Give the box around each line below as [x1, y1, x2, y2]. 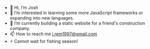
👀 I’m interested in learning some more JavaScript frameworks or [9, 10, 143, 16]
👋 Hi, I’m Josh [9, 5, 39, 10]
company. [9, 25, 31, 31]
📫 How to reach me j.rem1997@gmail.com [9, 31, 98, 37]
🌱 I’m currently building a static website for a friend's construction [9, 20, 146, 26]
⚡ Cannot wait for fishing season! [9, 38, 78, 44]
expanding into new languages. [9, 15, 75, 21]
